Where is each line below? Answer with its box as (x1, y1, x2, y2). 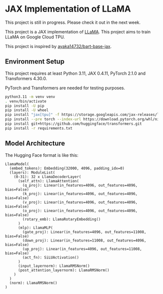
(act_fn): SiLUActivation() (22, 255, 79, 260)
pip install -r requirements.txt (5, 126, 73, 131)
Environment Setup (5, 57, 65, 66)
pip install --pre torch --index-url (5, 117, 81, 122)
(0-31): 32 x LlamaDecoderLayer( (14, 174, 81, 179)
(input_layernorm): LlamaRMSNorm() (17, 263, 90, 268)
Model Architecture (5, 139, 65, 147)
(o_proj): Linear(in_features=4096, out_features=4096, (22, 208, 138, 213)
